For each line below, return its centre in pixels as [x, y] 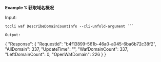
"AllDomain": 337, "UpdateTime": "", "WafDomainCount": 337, [67, 49]
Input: [11, 17]
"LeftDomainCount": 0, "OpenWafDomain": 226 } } [56, 54]
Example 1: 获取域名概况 [30, 8]
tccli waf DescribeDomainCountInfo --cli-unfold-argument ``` [70, 26]
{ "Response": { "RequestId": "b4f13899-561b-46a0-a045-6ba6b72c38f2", [81, 44]
